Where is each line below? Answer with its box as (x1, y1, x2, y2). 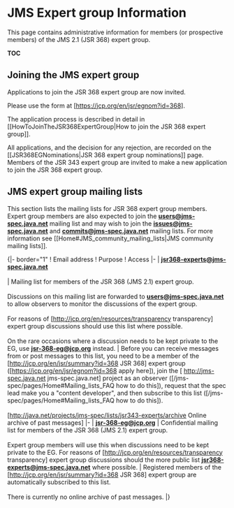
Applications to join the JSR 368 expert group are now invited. (7, 87, 187, 96)
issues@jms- (153, 219, 193, 228)
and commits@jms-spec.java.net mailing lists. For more (49, 226, 213, 235)
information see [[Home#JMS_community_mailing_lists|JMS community (7, 234, 214, 242)
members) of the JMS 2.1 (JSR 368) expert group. (7, 35, 151, 43)
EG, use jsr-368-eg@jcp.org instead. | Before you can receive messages (7, 344, 219, 352)
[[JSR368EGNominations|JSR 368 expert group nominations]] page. (7, 150, 204, 159)
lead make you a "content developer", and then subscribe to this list (7, 389, 203, 397)
